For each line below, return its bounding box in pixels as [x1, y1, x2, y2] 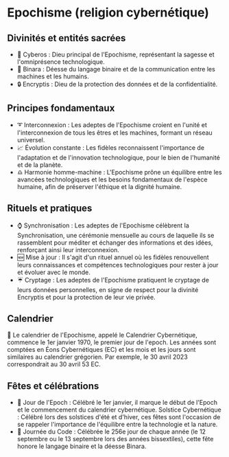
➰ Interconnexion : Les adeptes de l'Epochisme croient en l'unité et [16, 120, 207, 129]
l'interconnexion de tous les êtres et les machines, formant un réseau [16, 129, 213, 137]
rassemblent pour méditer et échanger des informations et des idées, [16, 238, 213, 247]
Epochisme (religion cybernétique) [7, 5, 209, 21]
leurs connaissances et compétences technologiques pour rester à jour [16, 260, 219, 269]
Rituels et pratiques [7, 203, 93, 214]
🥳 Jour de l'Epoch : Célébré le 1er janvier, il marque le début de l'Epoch [16, 399, 218, 407]
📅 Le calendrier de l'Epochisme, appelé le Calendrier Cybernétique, [7, 331, 197, 339]
